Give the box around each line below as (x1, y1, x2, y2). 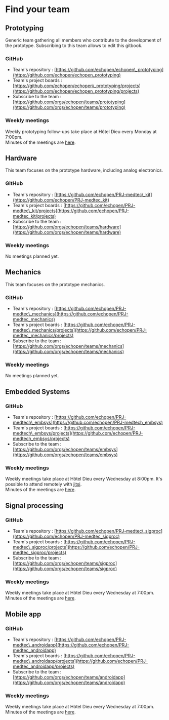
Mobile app (5, 610, 41, 618)
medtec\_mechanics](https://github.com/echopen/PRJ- (12, 311, 129, 317)
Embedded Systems (5, 387, 70, 396)
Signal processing (5, 501, 64, 510)
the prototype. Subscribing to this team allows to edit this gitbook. (5, 43, 143, 49)
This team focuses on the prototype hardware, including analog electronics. (5, 167, 163, 173)
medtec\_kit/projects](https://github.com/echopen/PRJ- (12, 208, 130, 214)
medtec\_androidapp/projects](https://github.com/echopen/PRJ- (12, 658, 148, 664)
